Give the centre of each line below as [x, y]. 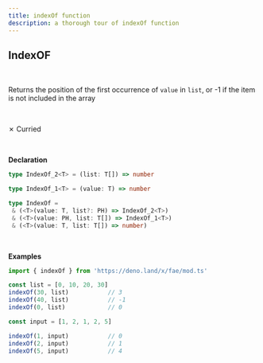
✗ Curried [25, 129]
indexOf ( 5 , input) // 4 [66, 351]
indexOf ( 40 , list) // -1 [67, 300]
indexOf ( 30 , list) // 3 [66, 293]
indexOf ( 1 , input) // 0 [66, 336]
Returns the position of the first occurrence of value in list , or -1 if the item [132, 90]
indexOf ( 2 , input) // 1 [66, 343]
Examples [25, 256]
